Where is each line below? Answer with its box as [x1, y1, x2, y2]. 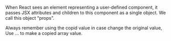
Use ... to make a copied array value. [5, 30, 83, 36]
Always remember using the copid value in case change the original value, [5, 25, 162, 31]
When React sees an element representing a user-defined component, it [5, 5, 158, 10]
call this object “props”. [5, 15, 55, 21]
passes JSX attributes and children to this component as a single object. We [5, 10, 166, 16]
